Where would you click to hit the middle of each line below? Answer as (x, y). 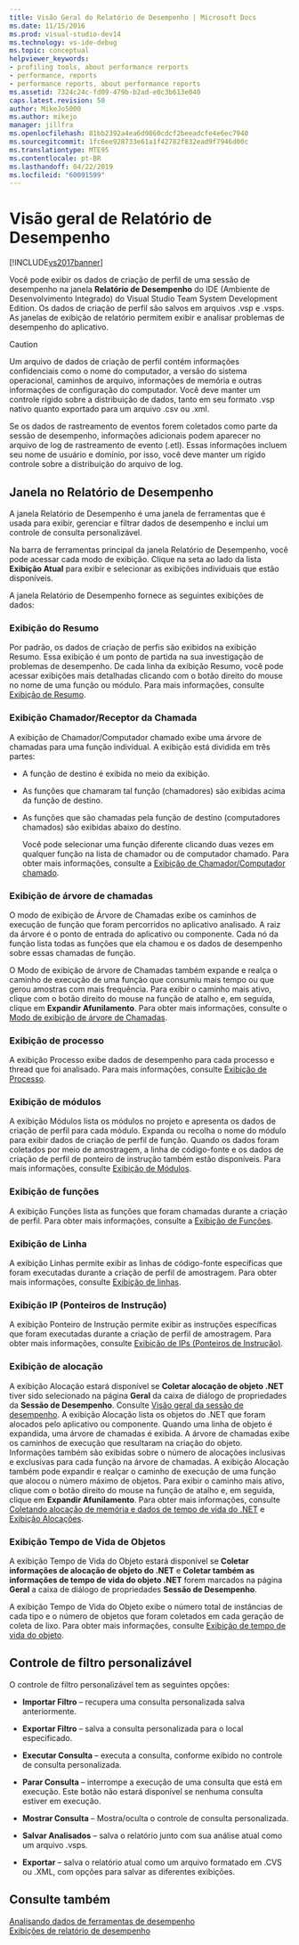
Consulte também (60, 1900)
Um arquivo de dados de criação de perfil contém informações (125, 362)
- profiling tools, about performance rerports (99, 68)
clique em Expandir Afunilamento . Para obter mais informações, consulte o (148, 1008)
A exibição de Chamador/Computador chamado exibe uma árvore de (136, 737)
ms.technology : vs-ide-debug (63, 42)
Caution (24, 345)
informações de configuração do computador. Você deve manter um (135, 390)
